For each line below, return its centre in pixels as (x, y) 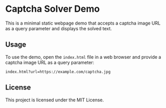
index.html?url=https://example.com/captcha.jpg (58, 72)
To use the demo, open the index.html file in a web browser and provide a (83, 57)
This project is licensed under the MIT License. (55, 100)
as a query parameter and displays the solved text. (59, 28)
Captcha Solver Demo (53, 9)
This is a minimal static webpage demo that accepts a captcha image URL (83, 23)
